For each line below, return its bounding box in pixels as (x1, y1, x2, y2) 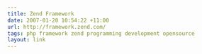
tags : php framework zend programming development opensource (7, 29, 195, 37)
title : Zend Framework (7, 10, 74, 18)
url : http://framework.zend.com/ (7, 23, 106, 30)
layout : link (7, 36, 46, 43)
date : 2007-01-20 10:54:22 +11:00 (7, 17, 110, 24)
